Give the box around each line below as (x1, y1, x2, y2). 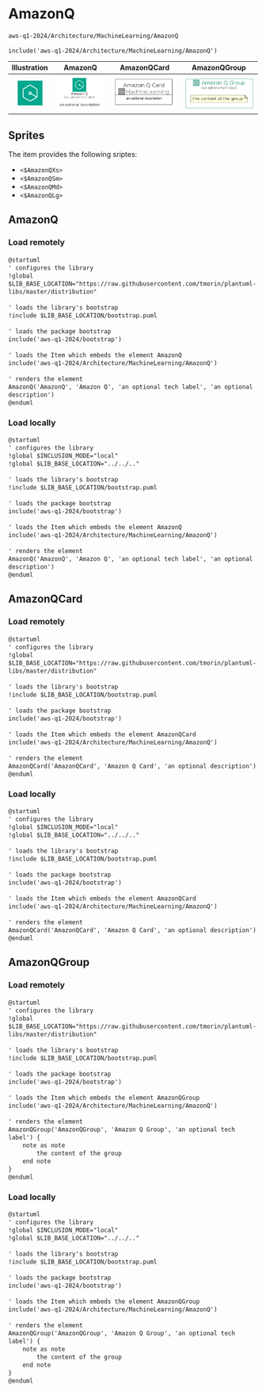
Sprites (8, 128, 45, 142)
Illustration (11, 63, 49, 72)
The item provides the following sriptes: (8, 150, 138, 159)
